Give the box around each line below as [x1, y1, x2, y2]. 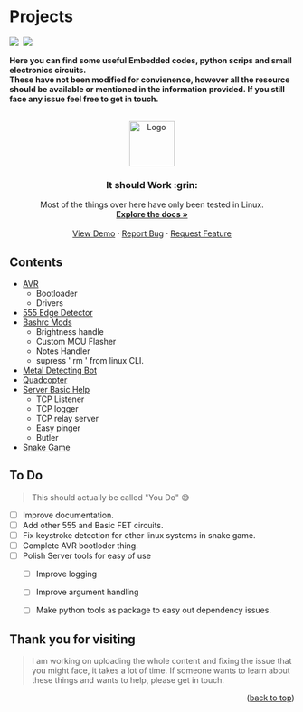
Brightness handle [35, 327, 104, 337]
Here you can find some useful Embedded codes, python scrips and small [9, 54, 292, 65]
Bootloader [35, 288, 78, 299]
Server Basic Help [22, 384, 90, 395]
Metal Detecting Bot [22, 365, 98, 376]
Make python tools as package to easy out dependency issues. [35, 604, 271, 616]
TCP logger [35, 403, 79, 414]
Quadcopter [22, 375, 68, 385]
